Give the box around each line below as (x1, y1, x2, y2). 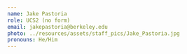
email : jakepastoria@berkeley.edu (7, 23, 109, 30)
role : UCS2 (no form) (7, 17, 71, 24)
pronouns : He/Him (7, 36, 58, 43)
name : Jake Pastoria (7, 10, 68, 18)
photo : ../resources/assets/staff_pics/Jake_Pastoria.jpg (7, 29, 180, 37)
